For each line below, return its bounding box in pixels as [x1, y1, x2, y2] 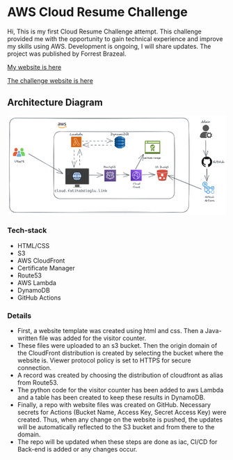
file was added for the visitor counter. [39, 334, 147, 342]
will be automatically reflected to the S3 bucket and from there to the [17, 422, 215, 431]
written [17, 334, 38, 342]
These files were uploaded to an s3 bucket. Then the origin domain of [17, 341, 218, 349]
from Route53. [17, 378, 59, 387]
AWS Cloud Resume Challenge [7, 4, 188, 20]
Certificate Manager [17, 263, 75, 272]
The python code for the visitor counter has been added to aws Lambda [17, 385, 224, 394]
